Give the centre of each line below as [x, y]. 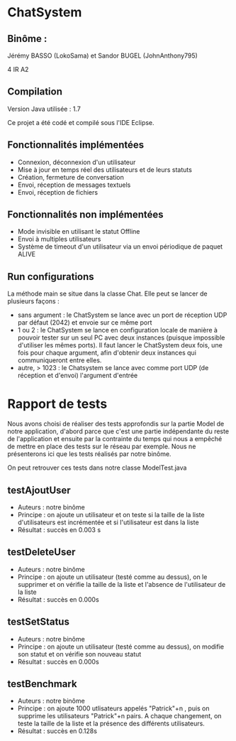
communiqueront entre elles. [60, 360]
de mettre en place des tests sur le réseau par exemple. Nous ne [102, 447]
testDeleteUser [41, 552]
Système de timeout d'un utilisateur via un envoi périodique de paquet [120, 247]
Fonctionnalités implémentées [76, 145]
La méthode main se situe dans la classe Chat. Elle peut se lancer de [107, 294]
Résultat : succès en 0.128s [57, 731]
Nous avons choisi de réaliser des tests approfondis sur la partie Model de [116, 424]
